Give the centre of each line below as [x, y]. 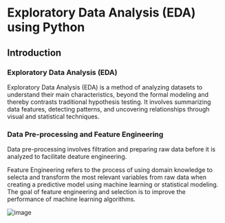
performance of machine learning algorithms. [72, 199]
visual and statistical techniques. [53, 116]
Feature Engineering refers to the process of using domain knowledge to [110, 170]
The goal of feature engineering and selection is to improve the [96, 192]
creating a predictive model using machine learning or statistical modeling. [113, 184]
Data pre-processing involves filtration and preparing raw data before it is [111, 149]
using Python [46, 27]
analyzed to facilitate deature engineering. [67, 157]
